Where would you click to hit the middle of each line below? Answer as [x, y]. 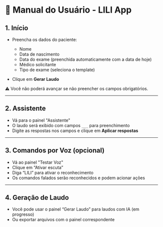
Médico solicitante [38, 65]
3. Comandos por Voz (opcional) [55, 151]
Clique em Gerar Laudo [35, 79]
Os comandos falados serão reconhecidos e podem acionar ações [79, 178]
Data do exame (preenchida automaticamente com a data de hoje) [85, 59]
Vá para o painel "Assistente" [41, 120]
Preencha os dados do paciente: [44, 39]
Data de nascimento [39, 54]
